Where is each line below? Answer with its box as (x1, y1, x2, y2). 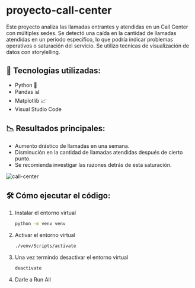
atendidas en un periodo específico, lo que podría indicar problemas (6, 36, 174, 43)
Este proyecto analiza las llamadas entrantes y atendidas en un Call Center (6, 23, 188, 30)
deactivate (14, 265, 42, 271)
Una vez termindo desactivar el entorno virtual (14, 254, 129, 261)
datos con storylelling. (6, 48, 60, 55)
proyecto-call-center (6, 4, 112, 17)
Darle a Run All (14, 276, 52, 283)
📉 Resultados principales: (6, 124, 106, 134)
